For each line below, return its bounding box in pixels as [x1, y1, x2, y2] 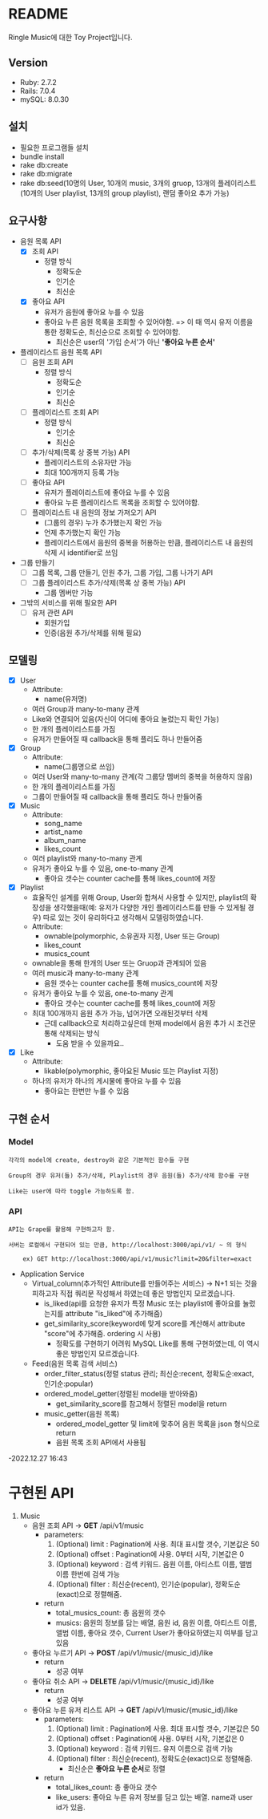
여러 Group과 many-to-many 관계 [31, 703, 140, 714]
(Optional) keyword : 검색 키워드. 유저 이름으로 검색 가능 [55, 1744, 234, 1753]
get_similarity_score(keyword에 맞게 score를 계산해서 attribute [43, 1319, 246, 1328]
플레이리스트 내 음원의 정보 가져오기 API [31, 507, 157, 517]
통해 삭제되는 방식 [43, 1028, 100, 1039]
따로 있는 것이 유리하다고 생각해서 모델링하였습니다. [42, 913, 204, 922]
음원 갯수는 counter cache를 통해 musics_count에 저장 [43, 978, 218, 988]
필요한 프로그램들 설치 [19, 142, 90, 152]
